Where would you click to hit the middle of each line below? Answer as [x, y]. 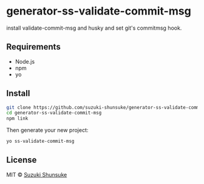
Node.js [25, 61]
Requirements [33, 47]
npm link [17, 119]
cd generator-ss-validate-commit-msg [54, 113]
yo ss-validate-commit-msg [40, 141]
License [22, 160]
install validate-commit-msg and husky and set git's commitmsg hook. [94, 28]
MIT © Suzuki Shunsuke [37, 174]
